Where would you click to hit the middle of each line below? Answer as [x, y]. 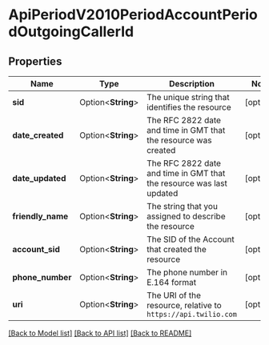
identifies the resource [189, 107]
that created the [177, 249]
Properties [35, 61]
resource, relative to [184, 305]
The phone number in [187, 272]
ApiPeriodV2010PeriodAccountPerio [133, 15]
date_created [38, 135]
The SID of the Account [191, 239]
